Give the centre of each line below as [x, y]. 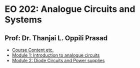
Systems [23, 20]
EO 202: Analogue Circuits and [70, 9]
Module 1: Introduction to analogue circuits [56, 55]
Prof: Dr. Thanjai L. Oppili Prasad [56, 38]
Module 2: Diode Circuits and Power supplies [58, 60]
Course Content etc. [33, 50]
